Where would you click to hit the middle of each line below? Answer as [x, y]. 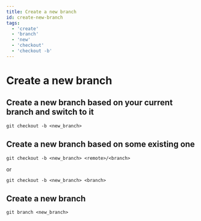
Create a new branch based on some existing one [101, 144]
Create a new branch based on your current [90, 103]
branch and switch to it [50, 112]
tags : [13, 23]
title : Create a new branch [42, 12]
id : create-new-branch [35, 17]
